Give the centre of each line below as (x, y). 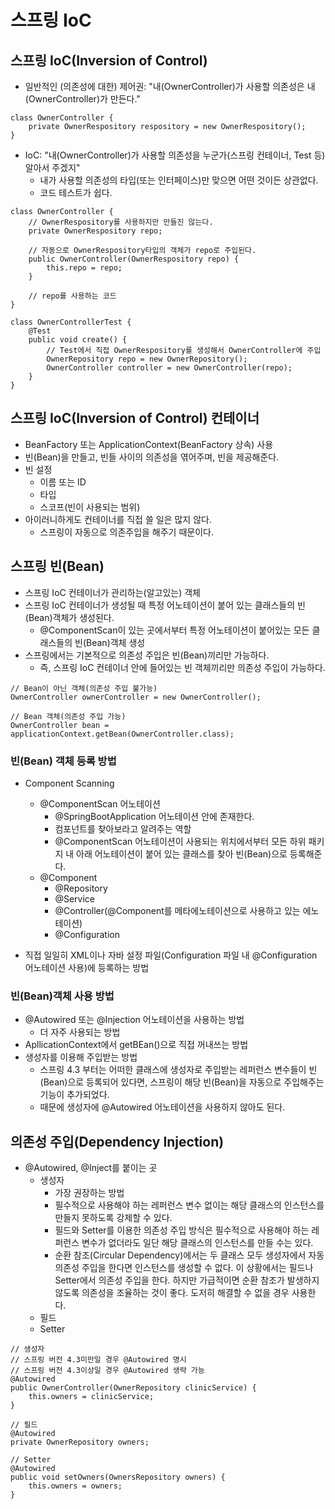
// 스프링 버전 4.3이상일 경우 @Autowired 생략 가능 (107, 1371)
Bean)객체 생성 (116, 642)
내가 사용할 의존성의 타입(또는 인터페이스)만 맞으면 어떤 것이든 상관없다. (179, 180)
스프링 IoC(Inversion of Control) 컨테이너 (135, 418)
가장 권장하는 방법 (89, 1193)
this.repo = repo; (84, 268)
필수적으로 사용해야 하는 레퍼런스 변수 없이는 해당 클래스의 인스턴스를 (189, 1205)
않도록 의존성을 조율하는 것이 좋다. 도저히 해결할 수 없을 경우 (172, 1293)
